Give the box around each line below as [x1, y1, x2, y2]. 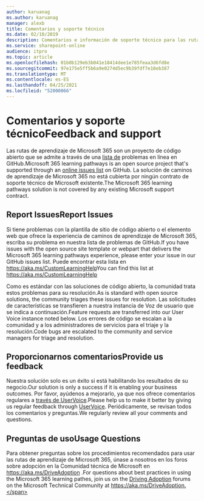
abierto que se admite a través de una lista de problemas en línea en [6, 153, 177, 161]
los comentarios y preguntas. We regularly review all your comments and [6, 409, 188, 417]
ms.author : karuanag [6, 15, 59, 21]
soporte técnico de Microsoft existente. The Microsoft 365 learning [6, 179, 172, 186]
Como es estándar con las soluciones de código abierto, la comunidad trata [6, 283, 196, 290]
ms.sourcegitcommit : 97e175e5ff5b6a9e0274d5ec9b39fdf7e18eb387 [6, 65, 170, 72]
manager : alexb [6, 20, 45, 26]
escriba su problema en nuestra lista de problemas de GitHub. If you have [6, 238, 189, 246]
